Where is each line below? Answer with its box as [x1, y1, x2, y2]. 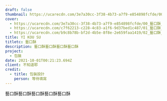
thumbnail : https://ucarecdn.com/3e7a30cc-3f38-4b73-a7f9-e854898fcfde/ [5, 12, 159, 17]
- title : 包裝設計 [9, 72, 45, 77]
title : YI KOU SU [5, 35, 41, 40]
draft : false [5, 7, 32, 12]
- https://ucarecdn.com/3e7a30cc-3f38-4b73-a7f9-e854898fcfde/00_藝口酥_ [9, 21, 164, 26]
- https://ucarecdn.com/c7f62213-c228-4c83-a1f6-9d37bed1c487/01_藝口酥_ [9, 26, 164, 31]
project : [5, 49, 23, 53]
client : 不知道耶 [5, 62, 38, 67]
